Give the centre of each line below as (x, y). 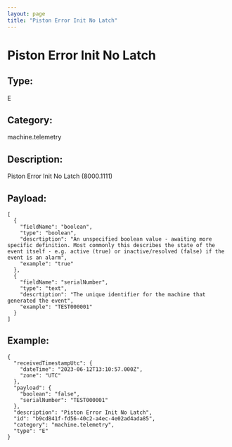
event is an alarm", (38, 258)
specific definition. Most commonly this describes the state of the (111, 245)
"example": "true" (47, 264)
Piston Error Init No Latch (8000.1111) (60, 176)
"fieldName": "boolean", (56, 227)
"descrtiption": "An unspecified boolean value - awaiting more (116, 239)
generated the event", (40, 301)
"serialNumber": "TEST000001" (64, 400)
